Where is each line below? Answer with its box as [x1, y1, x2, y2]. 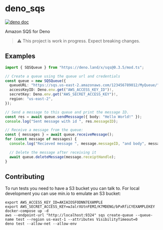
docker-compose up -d [5, 209, 49, 213]
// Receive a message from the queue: [5, 128, 83, 133]
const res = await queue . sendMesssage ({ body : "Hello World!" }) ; [5, 114, 142, 119]
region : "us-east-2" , [9, 96, 53, 101]
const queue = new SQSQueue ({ [5, 78, 66, 83]
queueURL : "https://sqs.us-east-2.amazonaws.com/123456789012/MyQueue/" [9, 83, 160, 88]
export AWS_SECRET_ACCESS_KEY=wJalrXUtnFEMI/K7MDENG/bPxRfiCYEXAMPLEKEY [5, 204, 155, 210]
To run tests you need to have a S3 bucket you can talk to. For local [5, 186, 140, 192]
